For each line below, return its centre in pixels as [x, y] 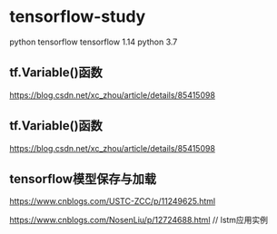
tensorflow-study [78, 17]
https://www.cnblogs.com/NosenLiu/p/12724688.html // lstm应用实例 [139, 220]
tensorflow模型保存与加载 [83, 179]
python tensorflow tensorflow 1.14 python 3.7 [94, 42]
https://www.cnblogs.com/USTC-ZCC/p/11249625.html [113, 201]
